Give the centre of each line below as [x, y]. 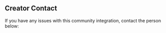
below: [12, 26]
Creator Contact [31, 8]
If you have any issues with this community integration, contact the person [83, 20]
